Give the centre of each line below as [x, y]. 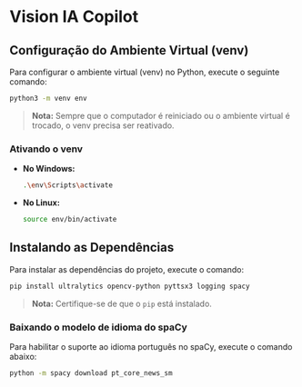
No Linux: [41, 203]
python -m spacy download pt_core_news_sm [91, 373]
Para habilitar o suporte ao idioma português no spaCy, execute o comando [151, 346]
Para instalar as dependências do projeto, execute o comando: [126, 269]
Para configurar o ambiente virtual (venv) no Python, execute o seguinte [145, 72]
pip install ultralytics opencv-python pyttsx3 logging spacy [130, 286]
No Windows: [49, 169]
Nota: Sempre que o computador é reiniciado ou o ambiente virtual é [161, 115]
